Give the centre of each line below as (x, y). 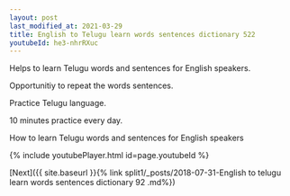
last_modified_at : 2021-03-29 (66, 26)
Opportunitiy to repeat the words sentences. (91, 85)
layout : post (34, 18)
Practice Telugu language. (58, 103)
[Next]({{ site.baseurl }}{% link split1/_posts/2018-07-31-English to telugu (145, 173)
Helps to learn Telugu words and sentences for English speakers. (130, 68)
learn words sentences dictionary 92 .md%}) (92, 183)
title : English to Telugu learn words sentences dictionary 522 (132, 34)
